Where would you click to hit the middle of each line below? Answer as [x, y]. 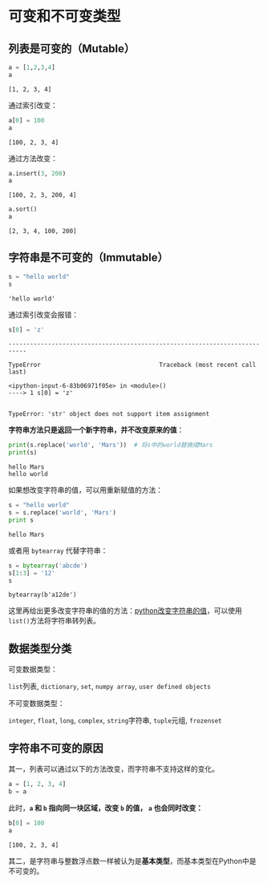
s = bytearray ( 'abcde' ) [48, 566]
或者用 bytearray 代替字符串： [58, 550]
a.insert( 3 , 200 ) [37, 173]
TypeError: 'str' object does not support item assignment [109, 414]
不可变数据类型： [36, 704]
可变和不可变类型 [65, 16]
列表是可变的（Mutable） [72, 48]
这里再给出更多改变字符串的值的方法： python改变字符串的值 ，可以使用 [125, 611]
